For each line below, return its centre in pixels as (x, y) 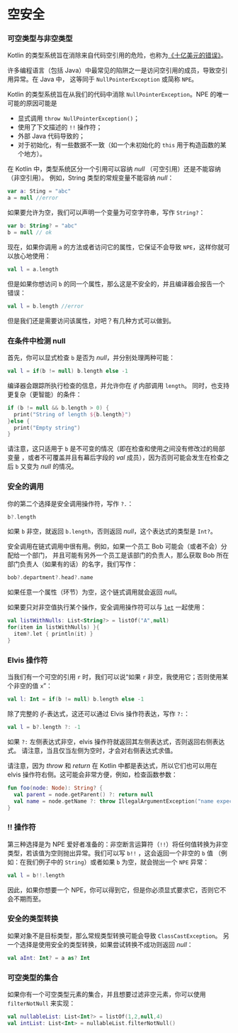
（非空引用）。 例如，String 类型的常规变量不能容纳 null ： (91, 178)
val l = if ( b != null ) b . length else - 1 (68, 371)
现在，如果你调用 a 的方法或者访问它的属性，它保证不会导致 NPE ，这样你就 (116, 247)
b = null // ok (30, 233)
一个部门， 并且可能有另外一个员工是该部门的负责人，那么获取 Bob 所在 (124, 556)
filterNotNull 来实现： (41, 1003)
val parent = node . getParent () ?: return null (84, 794)
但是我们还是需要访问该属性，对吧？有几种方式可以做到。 (91, 320)
